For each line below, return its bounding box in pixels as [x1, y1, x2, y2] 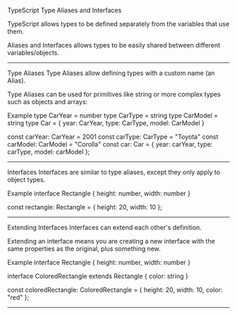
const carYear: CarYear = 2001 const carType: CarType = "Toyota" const [7, 132, 219, 141]
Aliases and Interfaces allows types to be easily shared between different [7, 41, 221, 49]
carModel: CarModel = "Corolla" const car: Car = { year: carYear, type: [7, 140, 213, 148]
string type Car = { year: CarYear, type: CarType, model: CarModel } [7, 119, 205, 127]
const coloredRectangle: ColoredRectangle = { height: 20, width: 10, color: [7, 286, 223, 294]
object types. [7, 176, 46, 183]
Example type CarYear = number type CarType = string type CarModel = [7, 111, 219, 120]
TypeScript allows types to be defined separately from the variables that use [7, 20, 230, 28]
